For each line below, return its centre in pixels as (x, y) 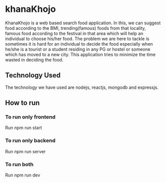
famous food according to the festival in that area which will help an (74, 33)
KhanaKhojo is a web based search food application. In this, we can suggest (83, 23)
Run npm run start (24, 128)
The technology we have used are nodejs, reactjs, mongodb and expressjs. (82, 87)
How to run (23, 103)
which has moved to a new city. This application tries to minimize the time (81, 54)
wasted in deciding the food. (34, 60)
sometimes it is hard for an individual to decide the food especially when (79, 44)
